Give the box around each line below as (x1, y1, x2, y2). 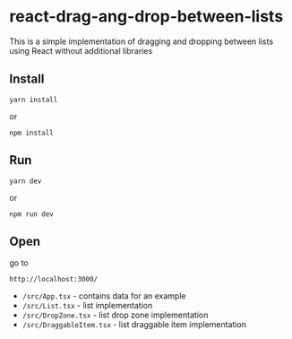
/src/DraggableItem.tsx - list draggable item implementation (21, 319, 246, 330)
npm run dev (9, 209, 54, 219)
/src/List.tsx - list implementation (21, 300, 153, 311)
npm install (9, 128, 54, 137)
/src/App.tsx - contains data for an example (21, 291, 186, 301)
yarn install (9, 95, 58, 104)
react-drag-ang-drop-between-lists (9, 6, 284, 27)
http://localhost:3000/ (9, 275, 99, 284)
